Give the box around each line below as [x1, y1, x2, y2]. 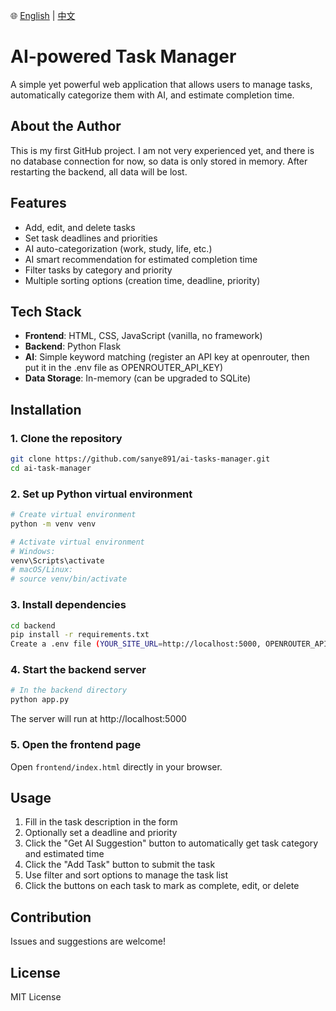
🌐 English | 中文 [10, 10, 76, 21]
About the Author [10, 118, 122, 135]
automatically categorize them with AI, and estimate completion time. [10, 89, 295, 101]
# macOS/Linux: [10, 565, 74, 575]
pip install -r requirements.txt [10, 630, 150, 640]
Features [10, 195, 67, 212]
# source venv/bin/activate [10, 574, 128, 584]
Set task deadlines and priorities [24, 232, 158, 244]
